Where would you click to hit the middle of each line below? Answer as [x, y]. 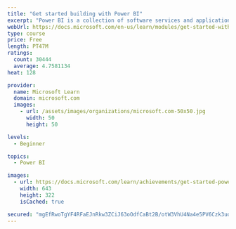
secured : [20, 214]
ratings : [20, 53]
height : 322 [37, 195]
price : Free [25, 40]
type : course [26, 33]
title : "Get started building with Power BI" [75, 14]
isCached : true [42, 202]
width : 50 [40, 118]
